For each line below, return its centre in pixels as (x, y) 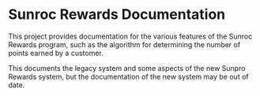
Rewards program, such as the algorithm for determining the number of (124, 44)
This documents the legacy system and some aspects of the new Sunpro (127, 68)
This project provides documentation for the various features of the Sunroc (130, 36)
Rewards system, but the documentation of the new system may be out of (128, 76)
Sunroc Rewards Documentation (117, 15)
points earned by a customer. (56, 53)
